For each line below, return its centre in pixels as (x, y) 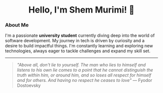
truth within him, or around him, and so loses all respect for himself (84, 75)
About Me (17, 25)
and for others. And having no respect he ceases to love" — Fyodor (84, 80)
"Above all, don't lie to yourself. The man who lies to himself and (81, 65)
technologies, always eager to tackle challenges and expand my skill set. (78, 51)
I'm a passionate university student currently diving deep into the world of (80, 35)
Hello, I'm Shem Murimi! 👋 (81, 10)
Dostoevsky (29, 85)
